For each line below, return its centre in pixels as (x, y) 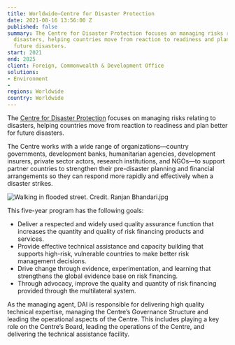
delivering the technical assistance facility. (69, 334)
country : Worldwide (36, 98)
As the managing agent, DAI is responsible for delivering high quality (106, 304)
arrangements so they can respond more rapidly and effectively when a (110, 176)
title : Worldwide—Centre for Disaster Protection (81, 14)
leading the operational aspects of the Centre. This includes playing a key (113, 319)
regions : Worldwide (36, 91)
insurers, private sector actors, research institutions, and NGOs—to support (116, 161)
